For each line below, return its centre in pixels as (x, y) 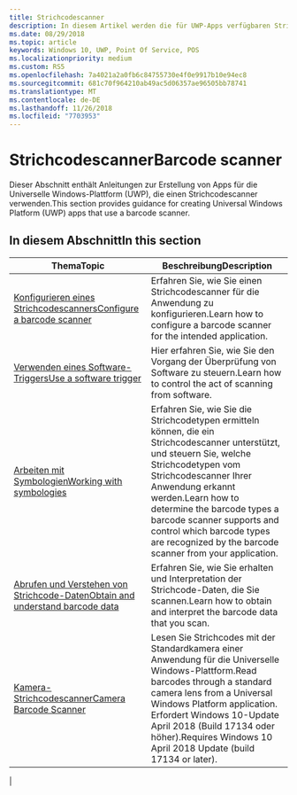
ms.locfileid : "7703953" (55, 116)
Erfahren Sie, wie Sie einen (206, 280)
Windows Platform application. (214, 704)
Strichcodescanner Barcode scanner (146, 160)
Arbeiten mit (39, 470)
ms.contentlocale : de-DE (55, 100)
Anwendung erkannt (193, 487)
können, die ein (183, 431)
